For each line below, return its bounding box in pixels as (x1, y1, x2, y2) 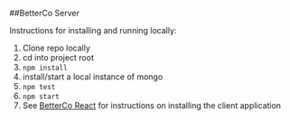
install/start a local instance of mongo (22, 71, 164, 82)
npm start (22, 92, 61, 101)
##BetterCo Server (9, 8, 80, 18)
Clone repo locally (22, 42, 90, 53)
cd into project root (22, 52, 95, 62)
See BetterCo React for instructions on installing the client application (22, 100, 282, 111)
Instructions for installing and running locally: (9, 25, 177, 35)
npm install (22, 63, 68, 72)
